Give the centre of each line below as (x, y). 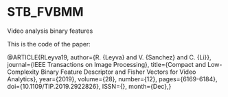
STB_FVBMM (45, 12)
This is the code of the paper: (49, 44)
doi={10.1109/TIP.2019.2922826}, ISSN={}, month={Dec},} (89, 86)
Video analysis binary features (50, 31)
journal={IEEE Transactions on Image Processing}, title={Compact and (106, 64)
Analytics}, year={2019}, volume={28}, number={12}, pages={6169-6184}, (112, 79)
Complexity (23, 72)
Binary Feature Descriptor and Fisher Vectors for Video (118, 72)
